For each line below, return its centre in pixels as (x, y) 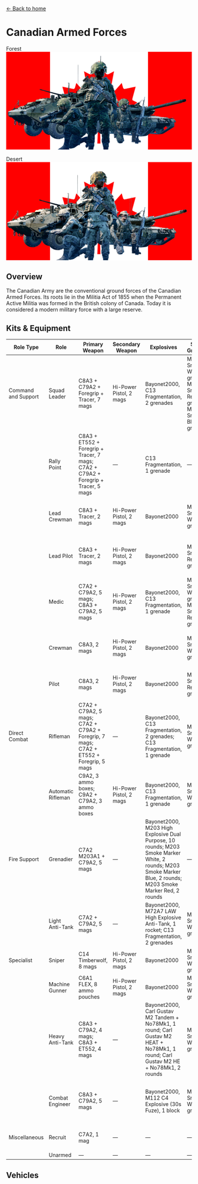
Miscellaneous (26, 1137)
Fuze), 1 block (163, 1110)
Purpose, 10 (160, 840)
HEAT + (154, 1043)
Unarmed (60, 1155)
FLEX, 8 (88, 984)
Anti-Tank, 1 (161, 924)
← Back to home (26, 9)
